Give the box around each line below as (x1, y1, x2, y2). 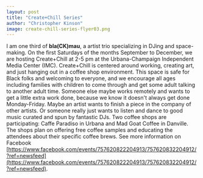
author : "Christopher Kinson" (6, 20, 84, 26)
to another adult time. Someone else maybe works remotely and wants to (6, 87, 190, 95)
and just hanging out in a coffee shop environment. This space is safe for (6, 68, 190, 76)
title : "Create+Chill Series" (6, 15, 84, 21)
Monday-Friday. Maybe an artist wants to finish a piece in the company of (6, 101, 191, 108)
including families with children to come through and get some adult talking (6, 81, 196, 89)
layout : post (6, 9, 40, 15)
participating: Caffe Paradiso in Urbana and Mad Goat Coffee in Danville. (6, 120, 189, 128)
